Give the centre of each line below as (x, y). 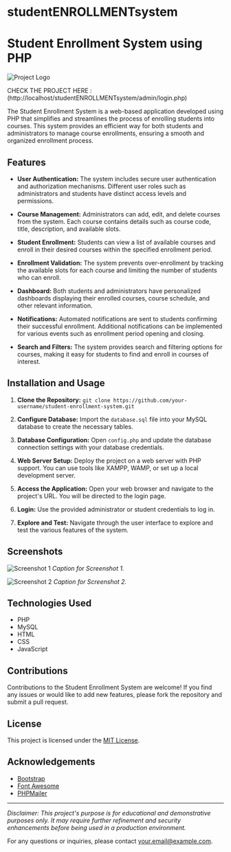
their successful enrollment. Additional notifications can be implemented (120, 326)
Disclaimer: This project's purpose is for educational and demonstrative (109, 813)
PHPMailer (32, 793)
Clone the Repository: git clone (64, 400)
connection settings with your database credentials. (90, 447)
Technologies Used (49, 603)
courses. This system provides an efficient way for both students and (105, 126)
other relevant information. (55, 305)
